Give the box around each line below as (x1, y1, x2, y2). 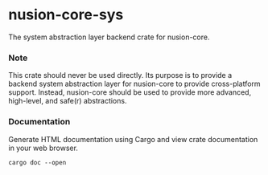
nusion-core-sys (8, 6, 124, 24)
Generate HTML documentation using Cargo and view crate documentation (8, 134, 258, 144)
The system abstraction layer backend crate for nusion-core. (8, 32, 210, 42)
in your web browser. (8, 143, 79, 153)
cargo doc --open (8, 158, 67, 166)
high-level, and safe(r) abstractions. (8, 96, 127, 106)
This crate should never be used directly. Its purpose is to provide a (8, 71, 233, 80)
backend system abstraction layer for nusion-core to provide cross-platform (8, 79, 261, 89)
